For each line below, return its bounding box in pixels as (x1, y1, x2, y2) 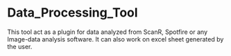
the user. (7, 42, 33, 50)
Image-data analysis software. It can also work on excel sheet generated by (7, 35, 224, 43)
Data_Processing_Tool (7, 5, 138, 21)
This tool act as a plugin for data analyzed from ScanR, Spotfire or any (7, 28, 208, 36)
